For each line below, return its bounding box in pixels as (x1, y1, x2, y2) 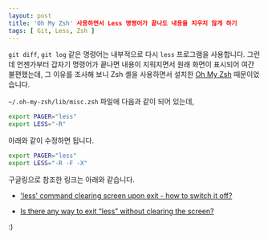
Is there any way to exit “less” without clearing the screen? (19, 206, 214, 216)
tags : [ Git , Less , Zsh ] (8, 26, 95, 34)
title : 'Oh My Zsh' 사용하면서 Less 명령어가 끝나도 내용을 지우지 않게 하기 (8, 19, 238, 27)
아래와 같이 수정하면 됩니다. (8, 136, 95, 145)
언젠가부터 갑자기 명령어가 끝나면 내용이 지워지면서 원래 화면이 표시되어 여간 (16, 59, 255, 69)
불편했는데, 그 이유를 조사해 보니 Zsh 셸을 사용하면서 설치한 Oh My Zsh (8, 70, 232, 79)
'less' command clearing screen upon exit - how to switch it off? (19, 190, 233, 201)
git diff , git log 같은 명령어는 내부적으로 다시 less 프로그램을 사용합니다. (8, 50, 246, 59)
